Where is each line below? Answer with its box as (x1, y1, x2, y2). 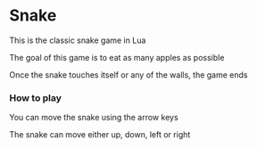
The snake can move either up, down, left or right (9, 129, 191, 140)
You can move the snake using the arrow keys (9, 112, 178, 123)
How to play (9, 91, 62, 103)
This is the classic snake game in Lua (9, 35, 146, 46)
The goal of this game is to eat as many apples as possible (9, 52, 225, 62)
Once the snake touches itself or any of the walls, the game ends (9, 69, 248, 80)
